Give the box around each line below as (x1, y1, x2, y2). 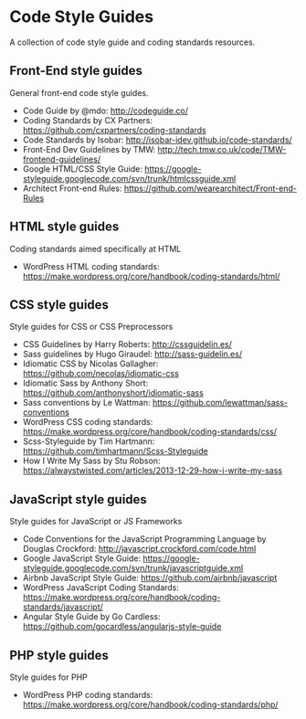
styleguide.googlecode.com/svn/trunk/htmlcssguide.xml (22, 173, 237, 184)
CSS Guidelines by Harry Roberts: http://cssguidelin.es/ (22, 339, 233, 350)
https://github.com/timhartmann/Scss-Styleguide (22, 446, 208, 457)
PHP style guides (9, 647, 110, 663)
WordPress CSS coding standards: (22, 417, 153, 428)
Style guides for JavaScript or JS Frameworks (9, 516, 183, 527)
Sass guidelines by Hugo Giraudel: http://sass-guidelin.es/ (22, 349, 243, 360)
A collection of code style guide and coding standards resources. (9, 37, 256, 48)
